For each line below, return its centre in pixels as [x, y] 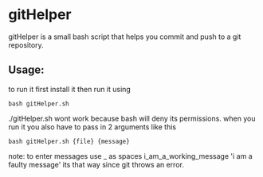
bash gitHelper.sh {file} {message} [69, 141]
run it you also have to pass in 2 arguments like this [92, 127]
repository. [26, 44]
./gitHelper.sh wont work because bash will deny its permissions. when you [132, 118]
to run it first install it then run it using [70, 89]
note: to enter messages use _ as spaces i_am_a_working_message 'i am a [130, 156]
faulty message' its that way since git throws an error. [96, 164]
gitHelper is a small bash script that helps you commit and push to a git [125, 37]
